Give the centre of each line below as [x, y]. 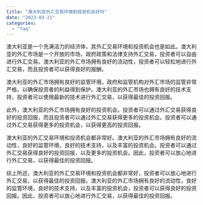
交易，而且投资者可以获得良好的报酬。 [59, 69]
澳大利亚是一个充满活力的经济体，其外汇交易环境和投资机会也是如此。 [94, 46]
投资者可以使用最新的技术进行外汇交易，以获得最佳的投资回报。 [96, 97]
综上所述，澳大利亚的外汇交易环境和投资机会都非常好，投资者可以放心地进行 [101, 173]
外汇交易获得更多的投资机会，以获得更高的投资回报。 [77, 125]
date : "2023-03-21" [31, 17]
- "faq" [21, 29]
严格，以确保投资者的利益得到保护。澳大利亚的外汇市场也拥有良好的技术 [96, 90]
